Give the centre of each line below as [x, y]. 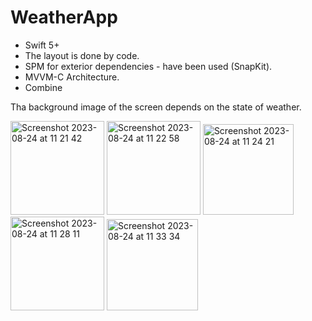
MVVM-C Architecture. [72, 77]
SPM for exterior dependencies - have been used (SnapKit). [148, 66]
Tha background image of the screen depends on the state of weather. [156, 107]
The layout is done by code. [82, 55]
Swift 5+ [42, 45]
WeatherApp [64, 17]
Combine [43, 87]
